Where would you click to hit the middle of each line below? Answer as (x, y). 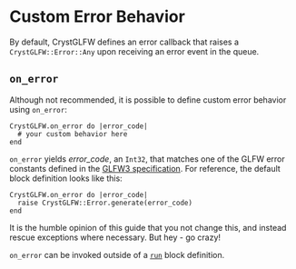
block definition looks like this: (66, 178)
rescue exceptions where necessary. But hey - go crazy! (115, 237)
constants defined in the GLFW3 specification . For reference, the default (145, 168)
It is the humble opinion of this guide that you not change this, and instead (148, 227)
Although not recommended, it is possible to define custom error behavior (148, 100)
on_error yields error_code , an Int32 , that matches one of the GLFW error (147, 159)
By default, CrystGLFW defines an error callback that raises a (124, 42)
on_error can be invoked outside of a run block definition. (117, 254)
